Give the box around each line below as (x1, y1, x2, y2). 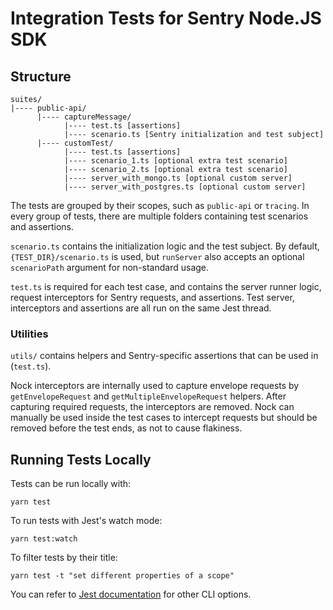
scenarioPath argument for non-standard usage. (10, 262, 210, 273)
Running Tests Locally (10, 451, 152, 468)
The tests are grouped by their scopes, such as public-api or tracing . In (10, 200, 310, 211)
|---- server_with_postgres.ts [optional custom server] (63, 182, 307, 192)
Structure (10, 68, 72, 85)
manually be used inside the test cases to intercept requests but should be (10, 412, 318, 424)
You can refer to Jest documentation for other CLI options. (10, 588, 252, 601)
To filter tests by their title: (10, 552, 118, 564)
